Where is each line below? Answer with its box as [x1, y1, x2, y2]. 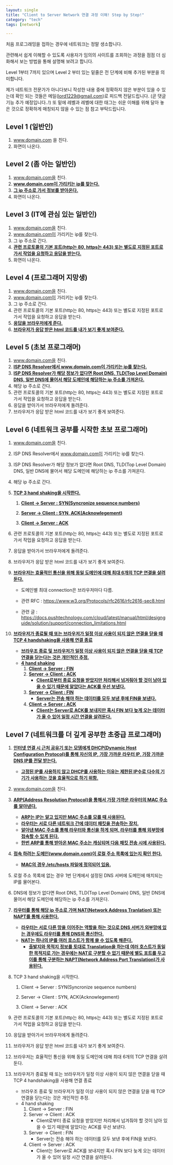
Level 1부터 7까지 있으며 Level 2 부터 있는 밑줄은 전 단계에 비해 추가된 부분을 [6, 69, 160, 75]
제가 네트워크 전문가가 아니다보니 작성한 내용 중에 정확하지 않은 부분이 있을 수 [6, 87, 161, 93]
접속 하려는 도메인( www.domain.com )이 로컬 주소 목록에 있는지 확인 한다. [13, 850, 162, 857]
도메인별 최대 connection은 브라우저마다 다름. [21, 587, 113, 593]
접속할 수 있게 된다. [21, 833, 60, 839]
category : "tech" [6, 17, 43, 22]
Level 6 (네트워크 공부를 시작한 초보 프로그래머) [6, 425, 148, 434]
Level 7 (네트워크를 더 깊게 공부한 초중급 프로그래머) [6, 730, 162, 739]
